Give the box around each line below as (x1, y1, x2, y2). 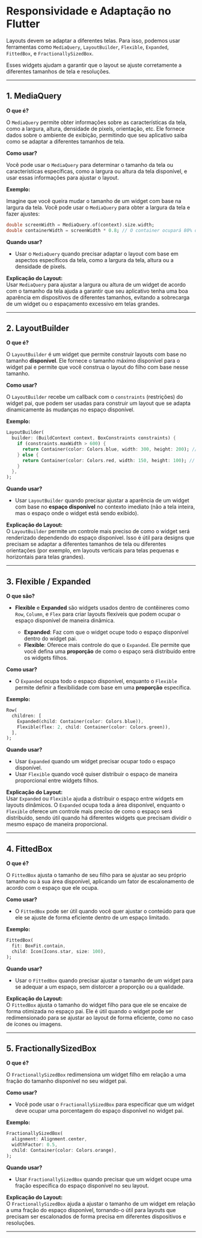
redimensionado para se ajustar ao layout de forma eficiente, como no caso (6, 1014, 194, 1021)
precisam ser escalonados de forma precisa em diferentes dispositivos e (6, 1213, 186, 1220)
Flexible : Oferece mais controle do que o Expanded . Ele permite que (23, 642, 191, 648)
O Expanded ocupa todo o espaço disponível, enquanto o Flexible (14, 678, 177, 684)
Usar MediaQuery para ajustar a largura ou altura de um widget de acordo (6, 281, 186, 288)
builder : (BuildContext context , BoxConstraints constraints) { (11, 435, 176, 441)
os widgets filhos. (23, 654, 68, 661)
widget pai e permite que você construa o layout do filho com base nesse (6, 363, 188, 371)
